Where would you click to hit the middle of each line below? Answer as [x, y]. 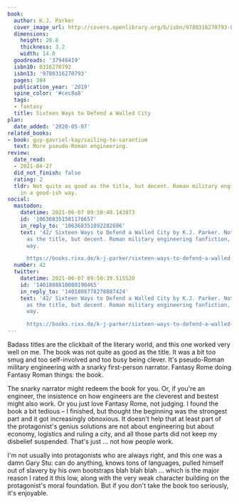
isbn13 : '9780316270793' [51, 73]
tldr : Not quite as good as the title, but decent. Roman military [116, 186]
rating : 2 [28, 179]
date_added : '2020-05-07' [52, 126]
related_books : [30, 133]
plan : [15, 120]
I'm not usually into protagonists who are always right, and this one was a [115, 455]
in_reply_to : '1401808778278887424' [75, 292]
